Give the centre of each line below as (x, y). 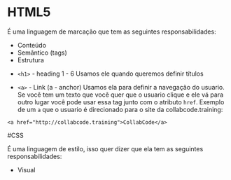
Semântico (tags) (42, 53)
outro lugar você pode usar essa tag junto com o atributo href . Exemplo (121, 102)
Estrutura (30, 60)
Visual (26, 169)
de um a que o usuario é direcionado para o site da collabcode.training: (120, 109)
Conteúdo (32, 45)
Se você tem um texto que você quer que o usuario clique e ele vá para (120, 95)
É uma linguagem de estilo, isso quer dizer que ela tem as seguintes (105, 148)
